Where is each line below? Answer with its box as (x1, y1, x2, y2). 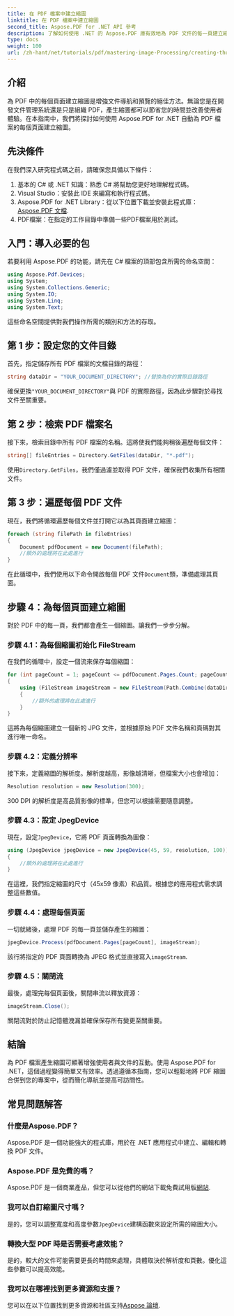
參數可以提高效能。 (13, 1265, 68, 1273)
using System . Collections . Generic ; (7, 284, 111, 291)
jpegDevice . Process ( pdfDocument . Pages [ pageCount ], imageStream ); (7, 939, 201, 946)
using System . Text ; (7, 303, 64, 311)
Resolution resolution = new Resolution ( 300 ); (7, 783, 145, 790)
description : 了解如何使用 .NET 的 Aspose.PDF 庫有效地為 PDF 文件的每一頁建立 (7, 29, 224, 37)
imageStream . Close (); (7, 1002, 70, 1010)
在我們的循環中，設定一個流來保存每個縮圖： (7, 658, 136, 666)
